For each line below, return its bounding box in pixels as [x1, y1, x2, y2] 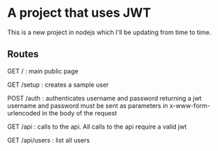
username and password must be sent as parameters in [7, 101, 168, 110]
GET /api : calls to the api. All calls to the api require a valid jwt [7, 122, 187, 131]
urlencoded [7, 108, 41, 117]
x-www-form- [169, 101, 210, 110]
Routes [7, 48, 39, 60]
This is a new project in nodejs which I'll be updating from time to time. [7, 28, 212, 36]
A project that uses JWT [7, 5, 151, 21]
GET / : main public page [7, 66, 79, 75]
